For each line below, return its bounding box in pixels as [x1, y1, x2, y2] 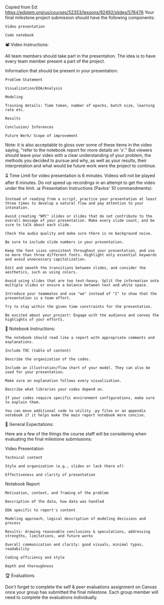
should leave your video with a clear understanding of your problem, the [5, 152, 151, 158]
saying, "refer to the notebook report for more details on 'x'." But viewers [5, 147, 152, 153]
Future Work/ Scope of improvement [5, 133, 78, 138]
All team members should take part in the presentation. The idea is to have [5, 53, 156, 59]
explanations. [5, 339, 34, 344]
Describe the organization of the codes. [5, 357, 91, 362]
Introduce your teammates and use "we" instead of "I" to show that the [5, 291, 157, 296]
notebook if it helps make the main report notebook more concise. [5, 413, 146, 418]
